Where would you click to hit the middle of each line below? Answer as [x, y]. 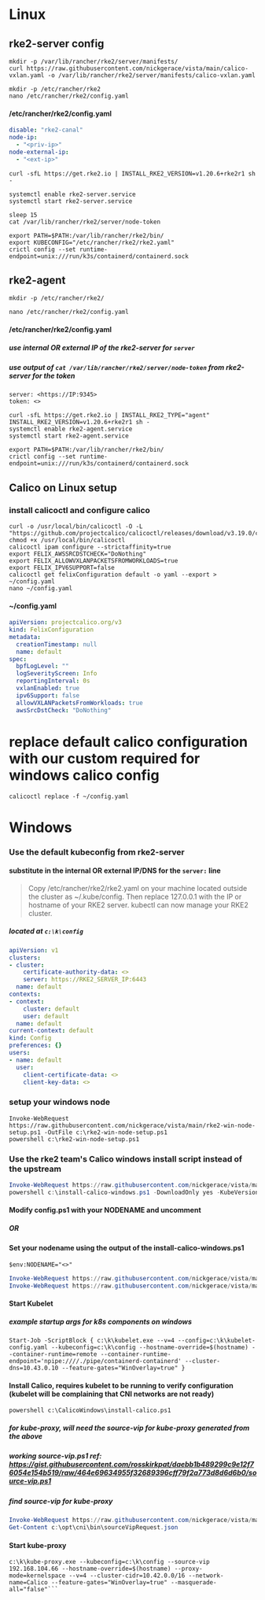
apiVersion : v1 [34, 950]
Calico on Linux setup [63, 488]
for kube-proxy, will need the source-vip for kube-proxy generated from [129, 1428]
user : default [46, 1016]
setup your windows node [60, 1102]
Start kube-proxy [38, 1545]
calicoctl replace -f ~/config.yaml [69, 796]
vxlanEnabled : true [48, 689]
